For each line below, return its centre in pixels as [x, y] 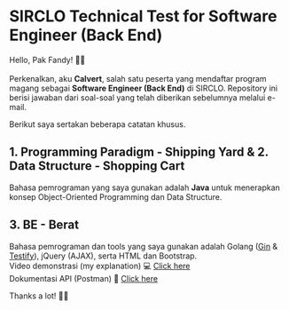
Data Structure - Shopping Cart [97, 166]
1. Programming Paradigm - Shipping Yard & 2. [139, 152]
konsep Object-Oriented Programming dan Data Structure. [116, 196]
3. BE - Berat [44, 225]
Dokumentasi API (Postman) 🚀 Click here [83, 278]
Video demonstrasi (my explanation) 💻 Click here [100, 266]
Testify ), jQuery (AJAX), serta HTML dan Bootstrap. [103, 256]
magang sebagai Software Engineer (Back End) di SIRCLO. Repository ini [143, 88]
